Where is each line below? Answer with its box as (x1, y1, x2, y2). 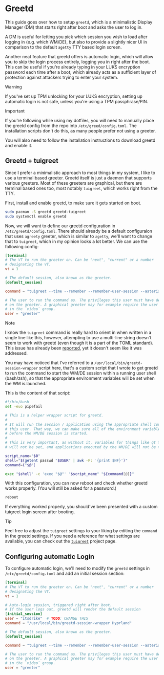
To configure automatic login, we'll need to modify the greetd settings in (5, 566, 150, 571)
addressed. (5, 350, 28, 356)
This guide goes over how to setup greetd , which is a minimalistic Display (5, 19, 153, 25)
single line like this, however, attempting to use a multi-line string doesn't (5, 335, 152, 341)
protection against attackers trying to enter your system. (5, 74, 119, 80)
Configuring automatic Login (5, 552, 95, 561)
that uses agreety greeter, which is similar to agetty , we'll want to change (5, 233, 153, 239)
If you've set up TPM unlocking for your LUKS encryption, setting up (5, 93, 143, 99)
